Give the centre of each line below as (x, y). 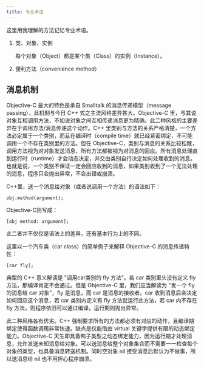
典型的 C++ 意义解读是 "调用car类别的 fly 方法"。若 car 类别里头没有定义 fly (101, 278)
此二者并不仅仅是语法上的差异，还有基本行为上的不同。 (75, 234)
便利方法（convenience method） (57, 69)
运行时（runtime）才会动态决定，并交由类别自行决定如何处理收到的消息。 (104, 158)
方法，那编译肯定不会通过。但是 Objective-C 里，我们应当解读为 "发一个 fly (101, 285)
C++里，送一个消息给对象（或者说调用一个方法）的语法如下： (83, 186)
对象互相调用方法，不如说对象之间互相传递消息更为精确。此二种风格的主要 (99, 121)
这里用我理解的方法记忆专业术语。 (49, 30)
